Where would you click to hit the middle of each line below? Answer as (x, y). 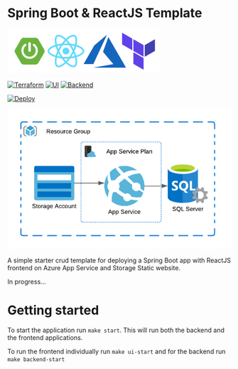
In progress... (27, 282)
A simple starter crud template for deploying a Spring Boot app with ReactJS (119, 260)
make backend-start (36, 359)
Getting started (53, 310)
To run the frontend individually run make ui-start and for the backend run (117, 351)
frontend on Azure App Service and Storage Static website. (94, 267)
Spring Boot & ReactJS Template (105, 13)
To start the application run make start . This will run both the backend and (116, 330)
